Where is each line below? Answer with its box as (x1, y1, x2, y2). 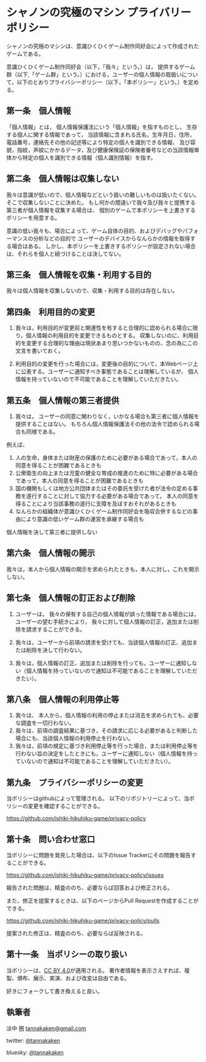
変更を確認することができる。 (27, 803, 103, 810)
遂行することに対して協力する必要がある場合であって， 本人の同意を (26, 492, 199, 500)
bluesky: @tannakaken (6, 1049, 64, 1056)
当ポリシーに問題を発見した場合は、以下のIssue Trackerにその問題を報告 (6, 852, 191, 859)
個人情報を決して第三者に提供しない (6, 529, 98, 535)
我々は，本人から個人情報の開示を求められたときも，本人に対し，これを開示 (6, 565, 200, 573)
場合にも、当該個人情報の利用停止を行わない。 (15, 735, 134, 742)
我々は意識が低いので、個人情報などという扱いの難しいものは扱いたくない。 (6, 191, 200, 198)
